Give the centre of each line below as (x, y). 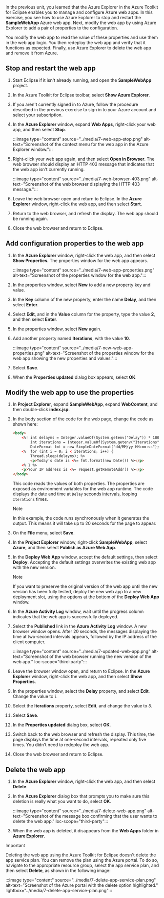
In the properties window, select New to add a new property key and (82, 285)
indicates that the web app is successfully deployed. (65, 617)
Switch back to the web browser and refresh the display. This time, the (84, 734)
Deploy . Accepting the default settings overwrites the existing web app (84, 562)
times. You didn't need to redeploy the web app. (61, 745)
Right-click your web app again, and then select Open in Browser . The (83, 159)
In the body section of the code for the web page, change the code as (83, 419)
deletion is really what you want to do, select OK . (62, 801)
